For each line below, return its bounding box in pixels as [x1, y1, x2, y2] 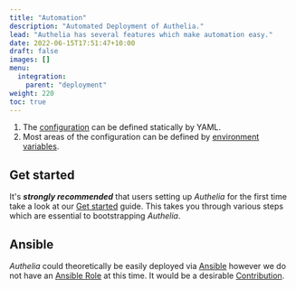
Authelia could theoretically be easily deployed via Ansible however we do [9, 261, 287, 271]
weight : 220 [9, 89, 54, 98]
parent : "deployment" [25, 80, 107, 89]
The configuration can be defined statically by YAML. [22, 122, 222, 133]
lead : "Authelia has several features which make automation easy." [9, 30, 273, 39]
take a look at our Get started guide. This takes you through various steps [9, 200, 283, 212]
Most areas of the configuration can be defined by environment [22, 132, 260, 143]
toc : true [9, 97, 47, 107]
